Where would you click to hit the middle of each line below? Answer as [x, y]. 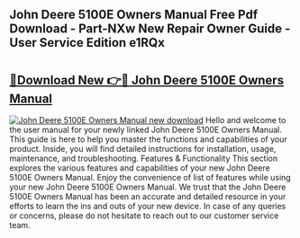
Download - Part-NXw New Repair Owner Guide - [150, 29]
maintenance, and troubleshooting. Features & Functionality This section [143, 158]
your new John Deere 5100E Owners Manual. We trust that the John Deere [148, 187]
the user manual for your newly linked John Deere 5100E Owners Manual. [145, 130]
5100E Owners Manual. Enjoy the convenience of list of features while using [150, 177]
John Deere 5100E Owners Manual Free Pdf [134, 15]
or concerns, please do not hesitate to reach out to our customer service [144, 216]
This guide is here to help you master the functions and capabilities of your [149, 139]
